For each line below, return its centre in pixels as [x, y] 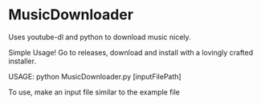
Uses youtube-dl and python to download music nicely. [100, 37]
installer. [22, 61]
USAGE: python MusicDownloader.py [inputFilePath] [95, 76]
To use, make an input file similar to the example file [94, 92]
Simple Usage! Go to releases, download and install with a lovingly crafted [131, 52]
